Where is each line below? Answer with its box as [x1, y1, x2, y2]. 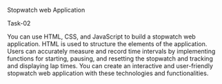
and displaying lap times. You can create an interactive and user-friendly [7, 62, 214, 70]
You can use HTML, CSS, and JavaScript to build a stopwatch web [7, 32, 196, 41]
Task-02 [7, 19, 31, 27]
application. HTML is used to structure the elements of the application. [7, 40, 208, 48]
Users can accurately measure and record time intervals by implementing [7, 48, 216, 55]
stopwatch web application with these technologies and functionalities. [7, 69, 209, 77]
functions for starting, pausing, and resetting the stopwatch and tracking [7, 54, 214, 63]
